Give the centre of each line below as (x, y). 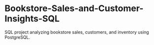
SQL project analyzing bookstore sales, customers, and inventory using (77, 32)
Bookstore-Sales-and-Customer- (74, 8)
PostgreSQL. (17, 37)
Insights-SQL (32, 19)
